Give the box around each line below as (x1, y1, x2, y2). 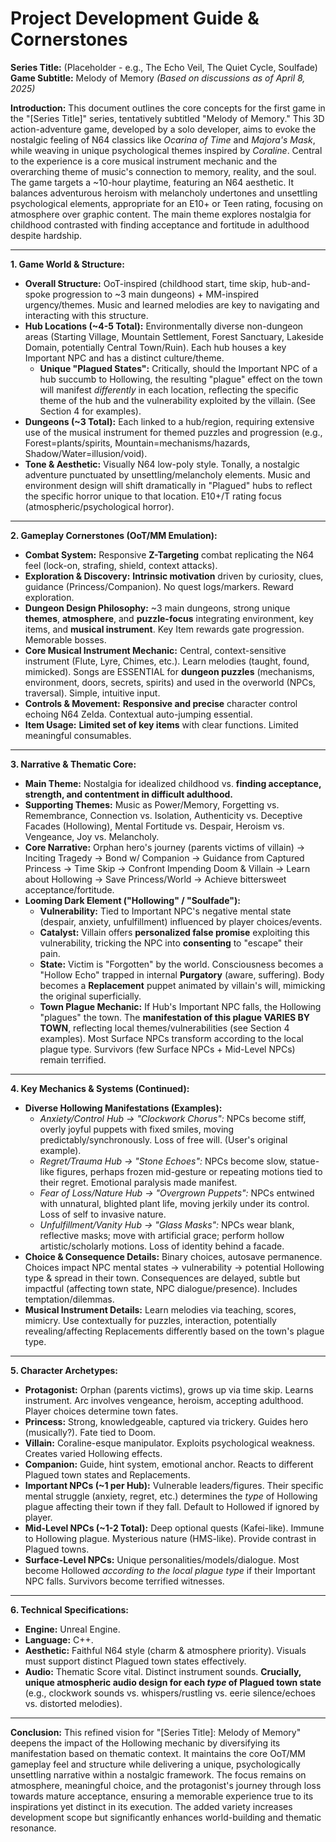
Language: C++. (24, 1633, 94, 1646)
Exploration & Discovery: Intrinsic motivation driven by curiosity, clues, (24, 570, 324, 582)
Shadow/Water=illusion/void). (24, 447, 148, 459)
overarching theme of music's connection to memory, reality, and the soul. (10, 165, 317, 177)
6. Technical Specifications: (10, 1603, 129, 1616)
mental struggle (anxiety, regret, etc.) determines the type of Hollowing (24, 1490, 318, 1502)
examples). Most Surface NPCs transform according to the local (39, 1032, 304, 1044)
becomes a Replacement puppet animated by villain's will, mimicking (39, 979, 326, 991)
